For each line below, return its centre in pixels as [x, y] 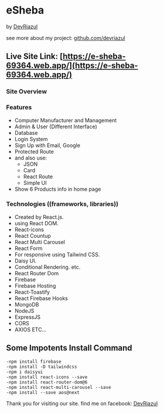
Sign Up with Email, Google [47, 145]
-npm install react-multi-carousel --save [59, 387]
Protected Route [34, 151]
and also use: [31, 158]
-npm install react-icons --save [47, 377]
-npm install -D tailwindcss [42, 367]
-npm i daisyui [25, 372]
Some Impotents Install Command [69, 348]
